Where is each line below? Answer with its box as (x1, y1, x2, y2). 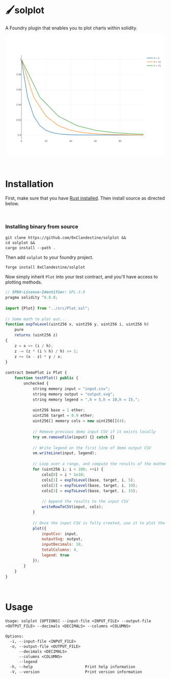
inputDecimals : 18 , (41, 542, 83, 547)
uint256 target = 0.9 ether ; (32, 413, 95, 418)
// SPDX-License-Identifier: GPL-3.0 (5, 290, 85, 295)
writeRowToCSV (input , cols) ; (41, 504, 103, 510)
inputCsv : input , (41, 531, 79, 536)
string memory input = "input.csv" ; (32, 386, 110, 391)
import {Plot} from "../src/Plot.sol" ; (5, 305, 90, 311)
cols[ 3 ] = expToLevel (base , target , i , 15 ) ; (41, 488, 138, 493)
